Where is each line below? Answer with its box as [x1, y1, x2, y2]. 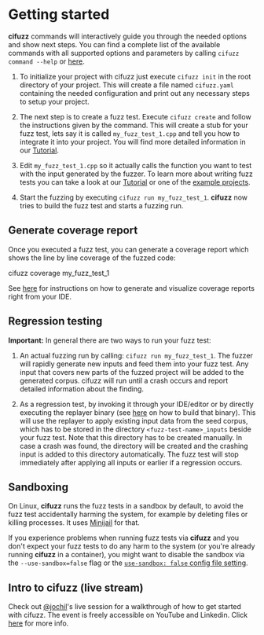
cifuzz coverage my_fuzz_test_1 [8, 268, 110, 277]
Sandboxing [8, 480, 69, 494]
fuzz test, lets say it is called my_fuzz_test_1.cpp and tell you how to [19, 128, 240, 138]
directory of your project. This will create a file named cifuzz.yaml [19, 80, 234, 90]
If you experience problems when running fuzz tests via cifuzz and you [8, 533, 240, 543]
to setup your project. [19, 97, 90, 106]
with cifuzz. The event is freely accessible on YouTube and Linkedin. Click [8, 611, 248, 620]
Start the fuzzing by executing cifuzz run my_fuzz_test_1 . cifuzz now [19, 193, 247, 202]
